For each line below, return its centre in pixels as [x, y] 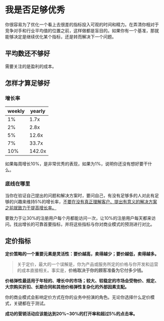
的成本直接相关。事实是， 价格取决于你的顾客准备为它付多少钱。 [81, 270]
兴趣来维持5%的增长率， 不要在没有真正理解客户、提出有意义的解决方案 [85, 201]
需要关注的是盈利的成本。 [31, 66]
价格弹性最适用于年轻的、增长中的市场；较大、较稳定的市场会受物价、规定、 [82, 280]
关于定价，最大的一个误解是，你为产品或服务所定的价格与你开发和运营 [88, 264]
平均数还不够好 [28, 53]
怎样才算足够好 [28, 83]
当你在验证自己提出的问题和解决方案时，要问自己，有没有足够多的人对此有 [80, 195]
